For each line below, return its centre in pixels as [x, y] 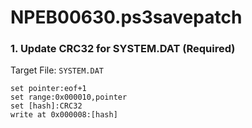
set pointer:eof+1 [48, 89]
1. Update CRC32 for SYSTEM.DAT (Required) [123, 49]
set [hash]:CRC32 [46, 106]
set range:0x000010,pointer [69, 97]
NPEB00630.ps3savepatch [126, 17]
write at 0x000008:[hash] [64, 115]
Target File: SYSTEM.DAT [57, 70]
